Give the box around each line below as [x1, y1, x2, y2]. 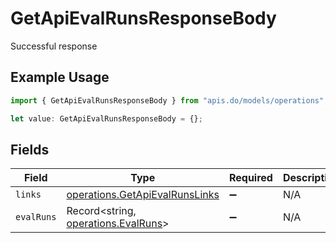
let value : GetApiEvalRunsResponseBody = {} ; [10, 113, 203, 124]
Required [228, 171, 273, 185]
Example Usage [10, 69, 110, 86]
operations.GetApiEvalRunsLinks [66, 188, 220, 202]
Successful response [10, 40, 98, 52]
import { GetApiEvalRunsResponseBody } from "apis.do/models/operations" [10, 95, 325, 106]
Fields [10, 141, 50, 158]
